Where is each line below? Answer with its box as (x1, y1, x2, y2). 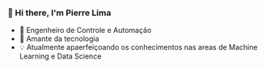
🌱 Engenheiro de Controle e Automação (19, 26, 152, 35)
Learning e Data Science (19, 51, 102, 61)
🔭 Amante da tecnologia (19, 34, 99, 43)
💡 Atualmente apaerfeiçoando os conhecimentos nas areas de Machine (19, 43, 258, 52)
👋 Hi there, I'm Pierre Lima (7, 7, 112, 18)
